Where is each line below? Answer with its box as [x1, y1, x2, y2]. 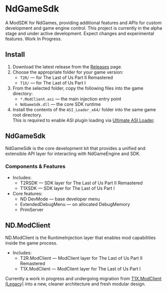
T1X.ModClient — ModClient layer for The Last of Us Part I [20, 265, 141, 272]
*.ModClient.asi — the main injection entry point [20, 96, 122, 102]
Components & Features [5, 163, 66, 170]
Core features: [12, 190, 43, 196]
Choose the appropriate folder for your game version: [12, 69, 124, 75]
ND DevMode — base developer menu [20, 196, 100, 202]
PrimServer [20, 206, 44, 212]
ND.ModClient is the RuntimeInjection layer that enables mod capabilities [5, 235, 156, 241]
